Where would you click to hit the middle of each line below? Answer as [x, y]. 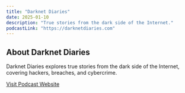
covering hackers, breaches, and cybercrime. [62, 73]
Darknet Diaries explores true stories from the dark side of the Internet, [93, 66]
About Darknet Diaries [48, 52]
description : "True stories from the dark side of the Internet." [90, 23]
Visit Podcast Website [33, 84]
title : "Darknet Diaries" [38, 12]
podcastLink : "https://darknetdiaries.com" [61, 28]
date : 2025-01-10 [28, 17]
